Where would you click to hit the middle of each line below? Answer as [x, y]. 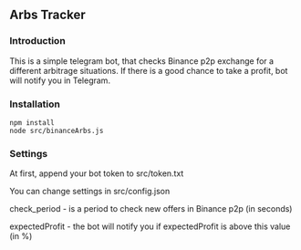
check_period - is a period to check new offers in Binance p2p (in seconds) [151, 209]
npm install [32, 122]
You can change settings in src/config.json [90, 192]
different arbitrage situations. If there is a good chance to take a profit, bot [149, 70]
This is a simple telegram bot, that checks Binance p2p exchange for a [142, 61]
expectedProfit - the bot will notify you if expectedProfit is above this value [150, 226]
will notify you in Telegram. [60, 80]
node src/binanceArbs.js [57, 130]
